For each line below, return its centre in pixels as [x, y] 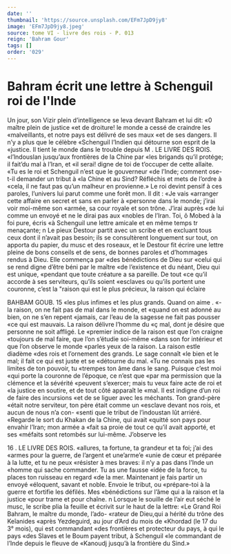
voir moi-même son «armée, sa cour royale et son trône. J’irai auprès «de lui [116, 208]
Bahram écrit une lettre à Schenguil [110, 86]
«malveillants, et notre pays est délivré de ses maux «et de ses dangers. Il [112, 135]
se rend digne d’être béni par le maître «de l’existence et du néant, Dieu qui [114, 267]
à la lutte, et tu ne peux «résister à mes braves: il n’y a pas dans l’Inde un [110, 462]
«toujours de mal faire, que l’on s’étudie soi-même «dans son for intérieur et [115, 338]
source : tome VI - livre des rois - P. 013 [71, 33]
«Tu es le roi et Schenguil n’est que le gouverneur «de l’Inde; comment [107, 171]
